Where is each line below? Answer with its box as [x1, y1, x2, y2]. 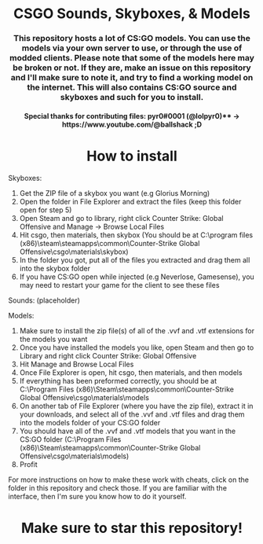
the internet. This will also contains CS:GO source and [27, 82, 237, 93]
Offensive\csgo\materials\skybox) [19, 247, 129, 256]
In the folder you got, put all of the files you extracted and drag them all [19, 255, 250, 264]
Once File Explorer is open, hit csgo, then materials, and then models [19, 367, 243, 377]
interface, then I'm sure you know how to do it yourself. [8, 491, 187, 501]
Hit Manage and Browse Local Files [19, 359, 134, 369]
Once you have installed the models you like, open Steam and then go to [19, 343, 254, 352]
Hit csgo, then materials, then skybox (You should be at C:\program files [19, 230, 254, 240]
